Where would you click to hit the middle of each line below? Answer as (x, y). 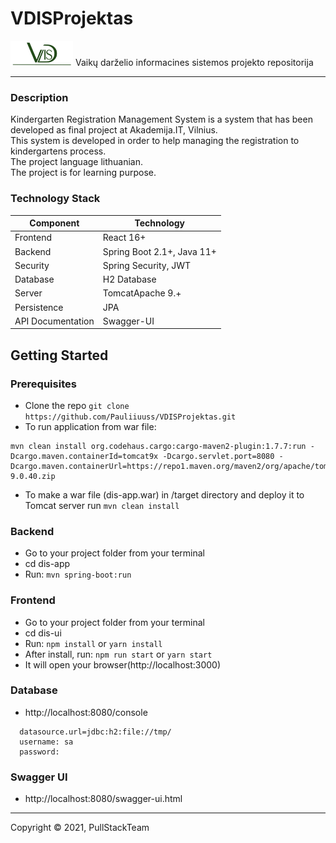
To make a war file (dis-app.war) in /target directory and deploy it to (164, 494)
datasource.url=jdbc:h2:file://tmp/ (95, 732)
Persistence (39, 307)
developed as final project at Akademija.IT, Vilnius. (114, 130)
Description (39, 97)
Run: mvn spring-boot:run (78, 574)
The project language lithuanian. (77, 162)
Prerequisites (43, 384)
